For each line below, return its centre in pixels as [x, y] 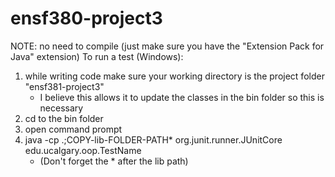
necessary [61, 108]
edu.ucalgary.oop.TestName [83, 150]
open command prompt [73, 129]
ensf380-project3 [86, 18]
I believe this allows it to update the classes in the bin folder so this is [182, 97]
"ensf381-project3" [64, 86]
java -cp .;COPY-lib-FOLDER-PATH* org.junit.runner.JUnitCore [153, 139]
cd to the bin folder [64, 118]
